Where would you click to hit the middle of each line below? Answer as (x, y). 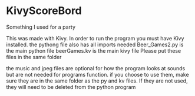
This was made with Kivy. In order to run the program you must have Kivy (95, 38)
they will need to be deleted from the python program (71, 87)
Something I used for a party (41, 27)
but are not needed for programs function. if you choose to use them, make (98, 74)
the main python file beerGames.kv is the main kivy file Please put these (94, 50)
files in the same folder (34, 57)
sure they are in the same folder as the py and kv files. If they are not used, (97, 81)
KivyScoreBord (44, 11)
